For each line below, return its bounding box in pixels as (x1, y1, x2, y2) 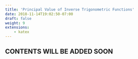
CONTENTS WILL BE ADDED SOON (5, 47, 114, 56)
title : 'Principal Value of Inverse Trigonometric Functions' (5, 7, 135, 12)
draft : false (5, 16, 32, 21)
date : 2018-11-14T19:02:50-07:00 (5, 12, 73, 16)
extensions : (5, 25, 29, 30)
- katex (14, 29, 29, 34)
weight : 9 (5, 20, 25, 26)
